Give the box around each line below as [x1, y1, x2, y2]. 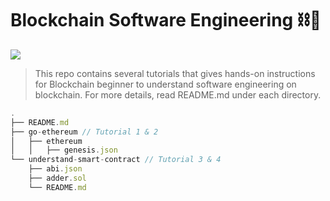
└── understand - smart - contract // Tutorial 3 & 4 [10, 155, 222, 165]
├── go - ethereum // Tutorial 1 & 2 [10, 127, 159, 137]
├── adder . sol [28, 173, 87, 184]
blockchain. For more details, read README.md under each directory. [34, 88, 322, 101]
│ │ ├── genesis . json [10, 145, 118, 156]
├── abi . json [28, 164, 83, 174]
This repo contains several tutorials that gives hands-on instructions [34, 67, 316, 79]
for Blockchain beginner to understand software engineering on [34, 78, 297, 90]
